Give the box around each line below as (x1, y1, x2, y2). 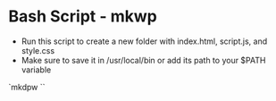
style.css (21, 45, 55, 55)
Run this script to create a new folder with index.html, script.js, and (21, 36, 268, 46)
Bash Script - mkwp (8, 6, 157, 27)
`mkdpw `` (8, 81, 46, 92)
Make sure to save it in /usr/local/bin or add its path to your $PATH (21, 55, 266, 65)
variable (21, 64, 52, 75)
